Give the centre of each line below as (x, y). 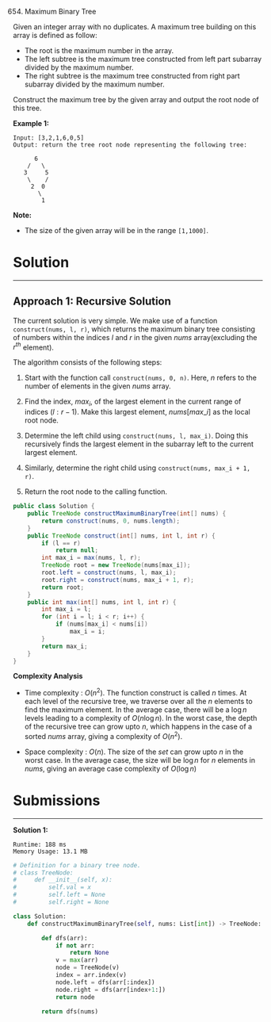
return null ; (76, 550)
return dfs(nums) (70, 1012)
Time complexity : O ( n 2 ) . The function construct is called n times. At (135, 692)
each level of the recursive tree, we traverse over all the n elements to (138, 702)
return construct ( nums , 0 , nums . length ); (111, 521)
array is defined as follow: (55, 35)
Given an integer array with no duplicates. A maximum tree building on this (135, 27)
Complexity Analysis (48, 676)
